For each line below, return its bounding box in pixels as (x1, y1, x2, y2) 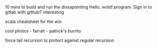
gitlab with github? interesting (5, 9, 64, 15)
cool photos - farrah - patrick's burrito (5, 28, 81, 33)
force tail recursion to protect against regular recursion (5, 37, 115, 43)
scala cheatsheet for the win (5, 19, 62, 24)
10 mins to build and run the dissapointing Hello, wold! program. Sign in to (5, 4, 152, 10)
